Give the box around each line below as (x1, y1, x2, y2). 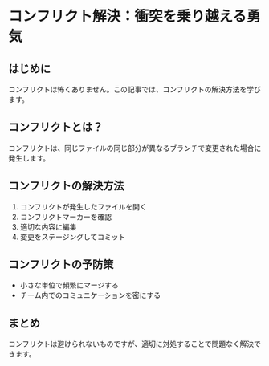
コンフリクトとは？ (8, 120, 104, 134)
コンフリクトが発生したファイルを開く (19, 201, 147, 211)
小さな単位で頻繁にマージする (19, 280, 119, 290)
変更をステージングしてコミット (19, 232, 126, 242)
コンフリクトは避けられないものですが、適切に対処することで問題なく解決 (8, 339, 255, 349)
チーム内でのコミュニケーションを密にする (19, 291, 161, 300)
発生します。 (8, 153, 51, 163)
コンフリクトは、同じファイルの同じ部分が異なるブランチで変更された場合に (8, 143, 262, 152)
